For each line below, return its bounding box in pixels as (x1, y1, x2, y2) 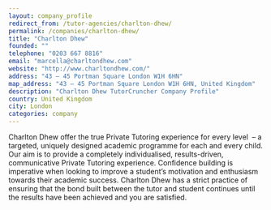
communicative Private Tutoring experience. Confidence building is (8, 158, 234, 167)
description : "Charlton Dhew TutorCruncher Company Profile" (8, 87, 220, 96)
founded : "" (8, 42, 49, 50)
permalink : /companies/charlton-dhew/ (8, 27, 140, 35)
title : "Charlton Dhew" (8, 34, 89, 43)
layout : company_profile (8, 11, 92, 20)
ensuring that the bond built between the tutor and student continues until (8, 184, 256, 193)
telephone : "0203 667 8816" (8, 49, 104, 58)
